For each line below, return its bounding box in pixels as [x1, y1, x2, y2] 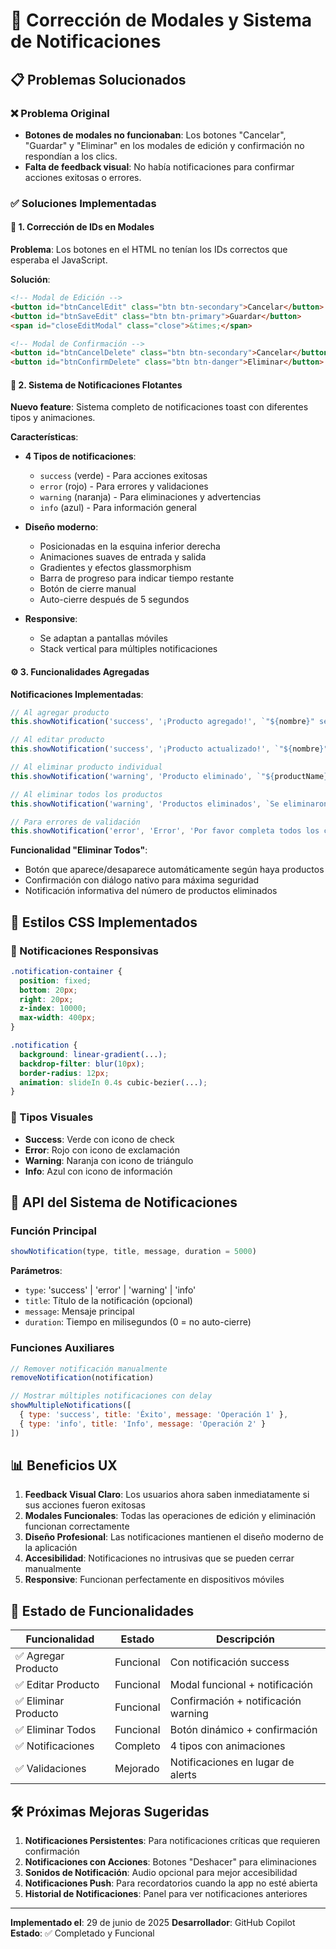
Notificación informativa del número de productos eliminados [24, 885, 278, 897]
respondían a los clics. [24, 150, 118, 162]
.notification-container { [10, 966, 123, 976]
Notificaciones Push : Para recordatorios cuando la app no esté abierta [24, 1877, 318, 1889]
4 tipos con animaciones [169, 1739, 286, 1753]
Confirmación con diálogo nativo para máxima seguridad [24, 874, 260, 886]
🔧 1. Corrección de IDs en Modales [10, 221, 155, 233]
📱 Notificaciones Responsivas [10, 944, 159, 958]
